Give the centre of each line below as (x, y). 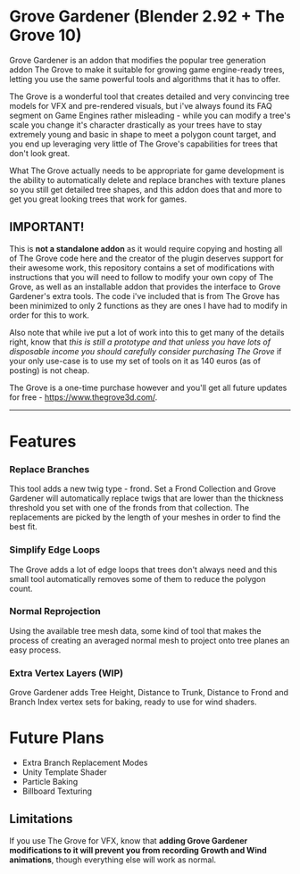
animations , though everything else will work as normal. (113, 860)
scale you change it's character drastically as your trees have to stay (136, 125)
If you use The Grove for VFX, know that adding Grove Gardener (129, 840)
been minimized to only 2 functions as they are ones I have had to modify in (149, 305)
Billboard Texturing (57, 791)
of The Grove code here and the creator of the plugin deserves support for (146, 258)
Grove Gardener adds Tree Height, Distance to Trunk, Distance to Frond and (149, 693)
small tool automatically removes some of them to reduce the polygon (137, 579)
